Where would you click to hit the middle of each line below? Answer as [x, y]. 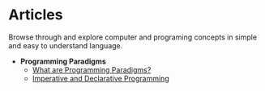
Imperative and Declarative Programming [100, 78]
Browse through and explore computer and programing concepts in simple [133, 37]
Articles [36, 15]
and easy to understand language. [66, 45]
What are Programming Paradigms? [92, 69]
